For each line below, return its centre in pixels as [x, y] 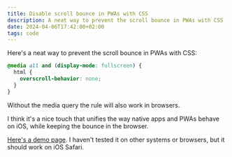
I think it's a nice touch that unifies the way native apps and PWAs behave [114, 119]
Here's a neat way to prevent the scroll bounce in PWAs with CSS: [102, 53]
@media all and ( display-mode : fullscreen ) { [74, 66]
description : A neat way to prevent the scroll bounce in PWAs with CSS [115, 20]
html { [23, 73]
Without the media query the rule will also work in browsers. [94, 105]
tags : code [23, 33]
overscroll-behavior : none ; [60, 79]
